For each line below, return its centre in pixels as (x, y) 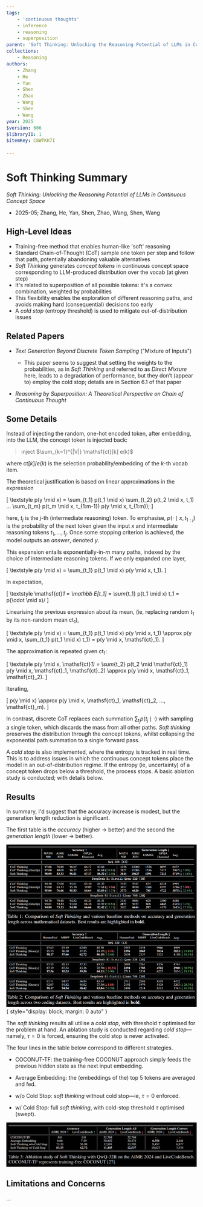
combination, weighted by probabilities (63, 291)
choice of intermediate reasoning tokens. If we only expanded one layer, (96, 558)
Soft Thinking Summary (67, 178)
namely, (16, 1036)
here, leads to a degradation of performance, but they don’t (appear (108, 375)
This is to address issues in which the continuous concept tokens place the (100, 759)
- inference (32, 25)
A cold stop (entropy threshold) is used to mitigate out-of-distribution (101, 311)
